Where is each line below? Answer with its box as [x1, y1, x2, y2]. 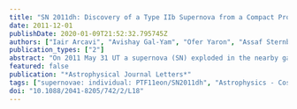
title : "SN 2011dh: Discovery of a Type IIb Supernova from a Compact [9, 12, 275, 22]
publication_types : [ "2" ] [9, 46, 104, 54]
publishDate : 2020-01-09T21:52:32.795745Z [9, 29, 168, 38]
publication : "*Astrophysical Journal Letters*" [9, 70, 192, 79]
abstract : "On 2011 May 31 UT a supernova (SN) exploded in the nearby [9, 54, 278, 62]
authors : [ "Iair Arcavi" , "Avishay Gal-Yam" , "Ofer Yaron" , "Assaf [9, 37, 263, 47]
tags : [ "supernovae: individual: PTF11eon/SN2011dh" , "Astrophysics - [9, 78, 275, 87]
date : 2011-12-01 [9, 21, 73, 30]
